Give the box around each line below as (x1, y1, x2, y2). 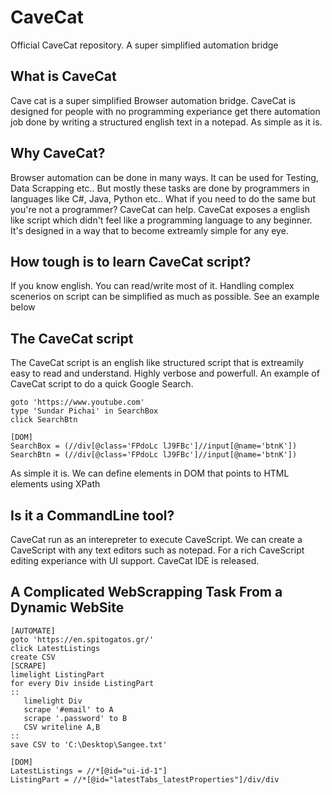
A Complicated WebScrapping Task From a (10, 584, 283, 601)
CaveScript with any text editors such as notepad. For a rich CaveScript (10, 544, 305, 556)
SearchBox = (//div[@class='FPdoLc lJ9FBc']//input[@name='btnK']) (10, 441, 298, 451)
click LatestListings (10, 643, 101, 653)
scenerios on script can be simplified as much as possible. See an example (10, 291, 320, 303)
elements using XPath (10, 478, 101, 490)
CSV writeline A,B (23, 722, 101, 732)
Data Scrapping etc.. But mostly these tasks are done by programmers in (10, 182, 310, 194)
